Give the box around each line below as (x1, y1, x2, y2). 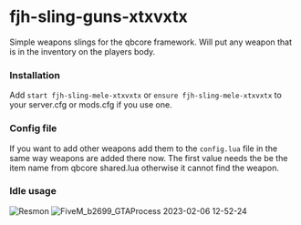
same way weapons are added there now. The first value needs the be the (9, 152, 288, 163)
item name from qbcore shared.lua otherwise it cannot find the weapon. (9, 162, 280, 173)
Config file (9, 122, 57, 135)
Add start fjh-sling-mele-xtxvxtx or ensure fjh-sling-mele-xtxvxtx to (9, 89, 283, 101)
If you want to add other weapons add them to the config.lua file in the (9, 143, 278, 154)
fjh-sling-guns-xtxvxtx (9, 6, 189, 27)
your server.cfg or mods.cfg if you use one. (9, 99, 172, 110)
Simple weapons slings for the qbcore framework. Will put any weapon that (9, 36, 293, 47)
